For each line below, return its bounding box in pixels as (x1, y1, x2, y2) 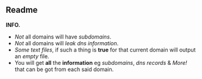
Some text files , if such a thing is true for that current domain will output (14, 46, 196, 53)
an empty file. (14, 52, 49, 60)
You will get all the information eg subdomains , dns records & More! (14, 59, 187, 66)
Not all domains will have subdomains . (14, 33, 112, 40)
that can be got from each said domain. (14, 66, 114, 73)
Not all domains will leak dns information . (14, 39, 119, 47)
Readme (5, 5, 38, 15)
